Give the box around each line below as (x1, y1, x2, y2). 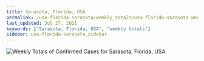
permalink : (6, 14, 34, 21)
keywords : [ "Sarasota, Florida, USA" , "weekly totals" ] (6, 25, 151, 32)
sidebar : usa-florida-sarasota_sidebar (6, 31, 107, 37)
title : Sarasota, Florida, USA (6, 8, 86, 15)
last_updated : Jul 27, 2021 (6, 20, 78, 26)
